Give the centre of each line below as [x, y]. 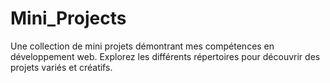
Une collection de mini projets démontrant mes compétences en [142, 46]
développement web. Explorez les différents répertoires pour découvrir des [165, 56]
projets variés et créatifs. [61, 67]
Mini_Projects [68, 18]
